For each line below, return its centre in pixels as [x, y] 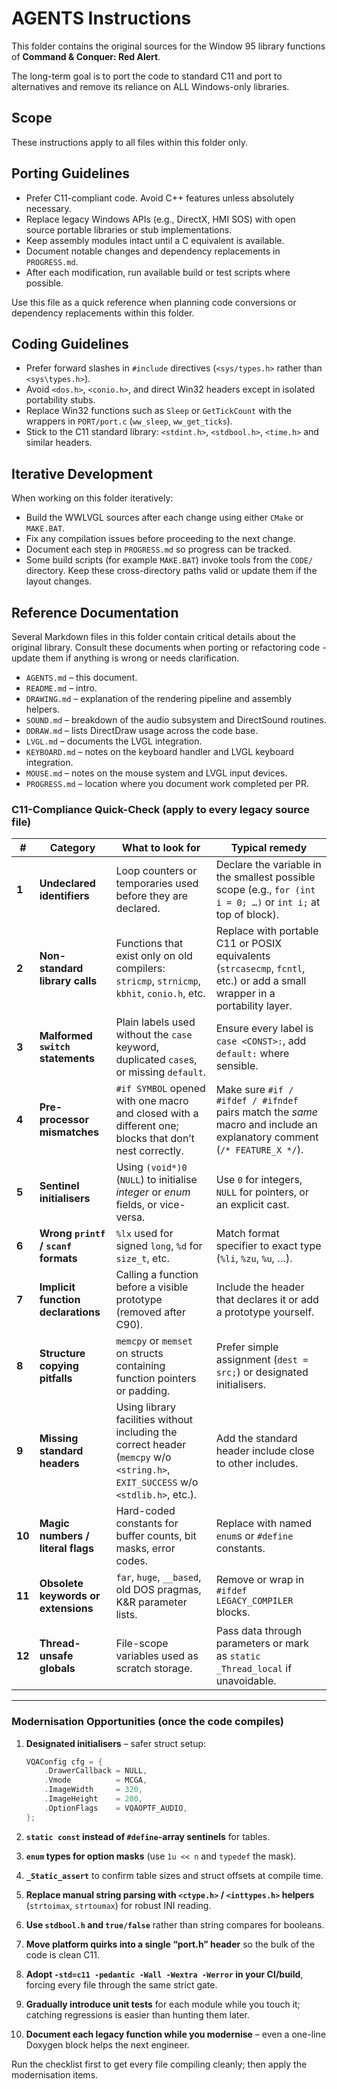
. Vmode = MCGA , [96, 1780]
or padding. [143, 1391]
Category [72, 848]
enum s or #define [254, 1536]
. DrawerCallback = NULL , [96, 1771]
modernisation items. [55, 2074]
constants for [147, 1524]
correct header [151, 1445]
